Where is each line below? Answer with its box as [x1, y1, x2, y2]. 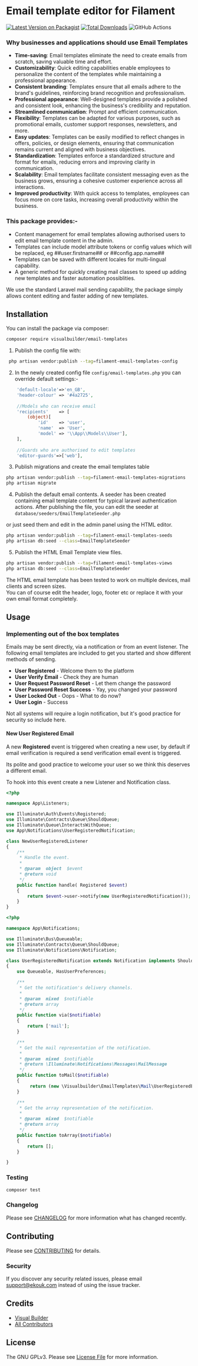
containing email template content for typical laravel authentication [14, 497, 177, 504]
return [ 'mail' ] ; [27, 1023, 70, 1030]
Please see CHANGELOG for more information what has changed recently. [6, 1214, 187, 1221]
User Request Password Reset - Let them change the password [14, 680, 171, 687]
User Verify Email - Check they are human [14, 674, 119, 681]
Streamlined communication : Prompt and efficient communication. [14, 108, 179, 116]
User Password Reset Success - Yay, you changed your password [14, 686, 177, 693]
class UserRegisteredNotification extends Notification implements [6, 957, 176, 963]
